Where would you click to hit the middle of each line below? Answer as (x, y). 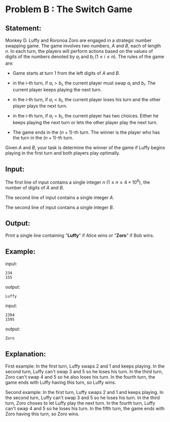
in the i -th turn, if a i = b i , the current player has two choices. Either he (86, 117)
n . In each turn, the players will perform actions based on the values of (79, 51)
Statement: (23, 28)
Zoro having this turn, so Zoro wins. (42, 414)
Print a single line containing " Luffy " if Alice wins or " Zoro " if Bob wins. (80, 236)
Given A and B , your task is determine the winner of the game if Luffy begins (85, 148)
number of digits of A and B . (35, 187)
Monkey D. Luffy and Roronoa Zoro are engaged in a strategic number (79, 40)
